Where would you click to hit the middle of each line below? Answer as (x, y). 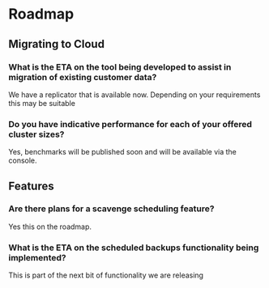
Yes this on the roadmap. (50, 227)
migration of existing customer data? (83, 77)
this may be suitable (42, 103)
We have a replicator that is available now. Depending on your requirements (134, 95)
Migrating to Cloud (57, 44)
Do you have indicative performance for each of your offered (130, 124)
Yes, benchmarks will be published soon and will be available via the (123, 152)
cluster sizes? (36, 134)
